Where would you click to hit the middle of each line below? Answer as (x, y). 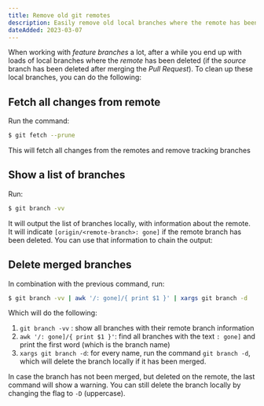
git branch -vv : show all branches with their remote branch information (137, 328)
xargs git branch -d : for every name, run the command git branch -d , (135, 353)
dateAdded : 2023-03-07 (45, 30)
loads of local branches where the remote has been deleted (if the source (127, 60)
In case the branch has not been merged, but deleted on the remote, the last (132, 377)
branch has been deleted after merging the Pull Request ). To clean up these (130, 69)
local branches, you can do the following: (75, 77)
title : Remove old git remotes (59, 15)
